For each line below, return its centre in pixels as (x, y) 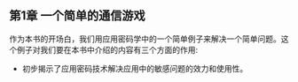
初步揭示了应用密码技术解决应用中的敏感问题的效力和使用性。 (135, 68)
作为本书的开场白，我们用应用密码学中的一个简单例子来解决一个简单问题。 (145, 39)
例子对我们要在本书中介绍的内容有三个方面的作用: (107, 49)
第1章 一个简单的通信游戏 (78, 16)
